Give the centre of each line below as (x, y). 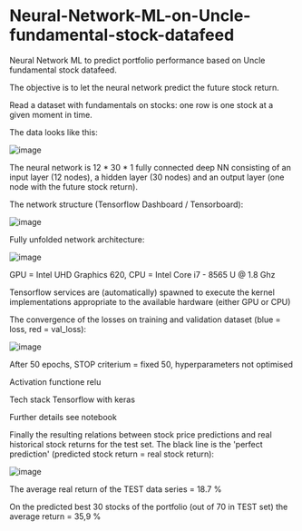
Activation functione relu (55, 381)
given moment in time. (51, 114)
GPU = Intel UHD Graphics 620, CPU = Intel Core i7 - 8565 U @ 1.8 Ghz (142, 274)
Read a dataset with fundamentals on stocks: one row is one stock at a (141, 104)
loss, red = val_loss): (48, 329)
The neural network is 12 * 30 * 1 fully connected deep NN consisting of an (151, 167)
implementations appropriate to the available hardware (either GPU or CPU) (150, 301)
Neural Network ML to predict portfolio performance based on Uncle (137, 60)
